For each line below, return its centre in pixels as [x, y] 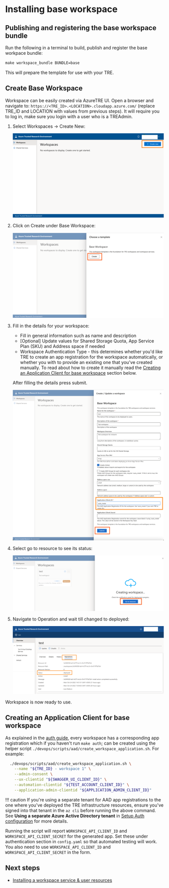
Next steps [23, 868]
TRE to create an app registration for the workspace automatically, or [92, 357]
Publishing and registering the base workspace [81, 28]
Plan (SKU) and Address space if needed [62, 346]
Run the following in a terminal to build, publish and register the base [76, 48]
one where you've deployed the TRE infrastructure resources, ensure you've [84, 805]
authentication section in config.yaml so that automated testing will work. [81, 841]
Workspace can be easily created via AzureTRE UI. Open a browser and [79, 100]
